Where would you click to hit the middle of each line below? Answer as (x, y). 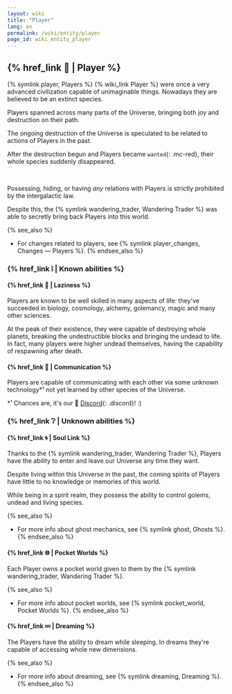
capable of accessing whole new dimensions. (72, 649)
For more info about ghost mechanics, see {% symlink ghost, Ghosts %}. (121, 530)
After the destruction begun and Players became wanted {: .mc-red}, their (110, 154)
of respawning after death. (45, 351)
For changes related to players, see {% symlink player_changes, (109, 243)
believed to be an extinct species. (55, 99)
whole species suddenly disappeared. (61, 161)
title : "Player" (30, 20)
